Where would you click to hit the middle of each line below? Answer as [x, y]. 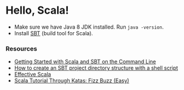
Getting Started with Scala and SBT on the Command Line [85, 62]
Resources [21, 48]
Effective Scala [32, 75]
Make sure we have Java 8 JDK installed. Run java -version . [89, 27]
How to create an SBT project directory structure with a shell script [96, 68]
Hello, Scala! [37, 10]
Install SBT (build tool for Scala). [54, 33]
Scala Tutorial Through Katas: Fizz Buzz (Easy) [71, 80]
